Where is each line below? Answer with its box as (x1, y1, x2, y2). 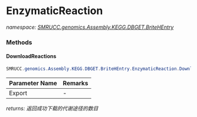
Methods (6, 38, 32, 46)
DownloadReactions (6, 53, 57, 60)
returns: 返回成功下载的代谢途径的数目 (6, 105, 98, 112)
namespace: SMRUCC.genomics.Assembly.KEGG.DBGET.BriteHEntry (6, 24, 174, 31)
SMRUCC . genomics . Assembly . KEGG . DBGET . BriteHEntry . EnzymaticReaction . (6, 66, 180, 72)
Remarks (62, 79, 89, 87)
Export (9, 89, 28, 97)
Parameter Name (9, 79, 57, 87)
